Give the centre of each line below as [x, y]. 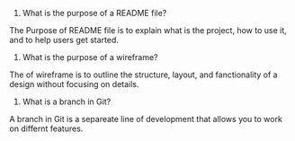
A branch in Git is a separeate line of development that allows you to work [146, 119]
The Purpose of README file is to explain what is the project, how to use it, [148, 30]
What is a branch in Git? [67, 101]
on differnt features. [46, 128]
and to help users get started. [64, 40]
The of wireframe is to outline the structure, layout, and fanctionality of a [143, 75]
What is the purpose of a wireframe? [90, 57]
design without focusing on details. [74, 84]
